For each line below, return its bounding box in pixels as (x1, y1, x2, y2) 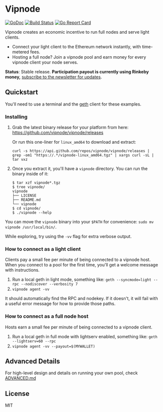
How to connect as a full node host (5, 313, 89, 320)
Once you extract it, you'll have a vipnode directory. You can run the (12, 166, 148, 172)
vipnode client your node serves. (12, 59, 78, 65)
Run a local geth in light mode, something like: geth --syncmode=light (12, 277, 152, 282)
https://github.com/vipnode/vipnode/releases (12, 130, 104, 135)
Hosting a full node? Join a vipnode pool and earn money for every (12, 54, 146, 60)
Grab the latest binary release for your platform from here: (12, 125, 129, 130)
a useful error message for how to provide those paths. (5, 301, 116, 306)
